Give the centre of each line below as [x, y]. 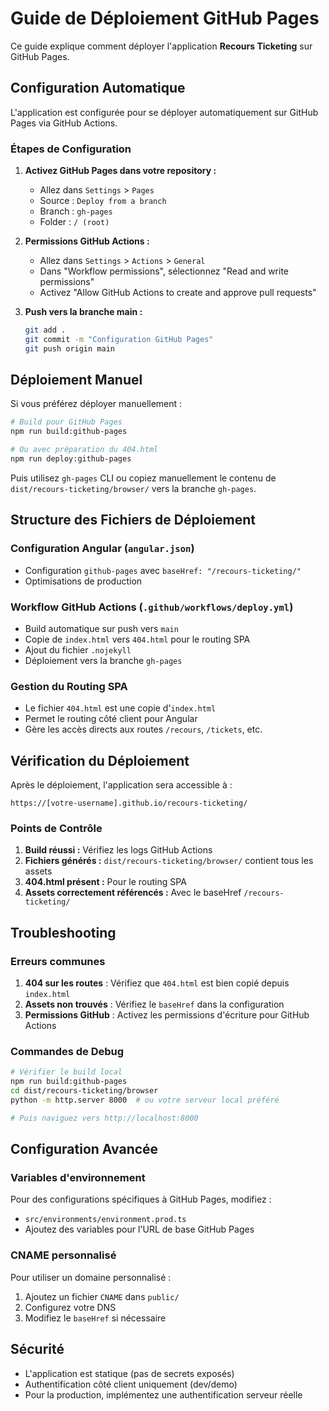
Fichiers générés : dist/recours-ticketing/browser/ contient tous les [169, 861]
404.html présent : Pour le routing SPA [105, 882]
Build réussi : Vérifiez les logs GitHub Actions [118, 850]
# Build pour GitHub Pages [66, 422]
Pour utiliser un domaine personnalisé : [91, 1277]
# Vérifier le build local [66, 1072]
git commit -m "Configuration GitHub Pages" [119, 339]
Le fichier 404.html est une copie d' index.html [120, 708]
